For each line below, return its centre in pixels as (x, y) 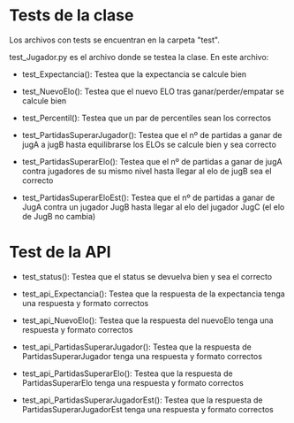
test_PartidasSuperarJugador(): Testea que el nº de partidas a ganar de (152, 135)
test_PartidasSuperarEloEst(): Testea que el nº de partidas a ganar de (148, 197)
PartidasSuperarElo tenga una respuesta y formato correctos (133, 382)
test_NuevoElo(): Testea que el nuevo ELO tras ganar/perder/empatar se (153, 91)
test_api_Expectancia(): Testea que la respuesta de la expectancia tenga (153, 294)
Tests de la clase (72, 15)
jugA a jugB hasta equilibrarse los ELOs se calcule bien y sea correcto (149, 144)
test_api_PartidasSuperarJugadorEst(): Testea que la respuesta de (142, 400)
